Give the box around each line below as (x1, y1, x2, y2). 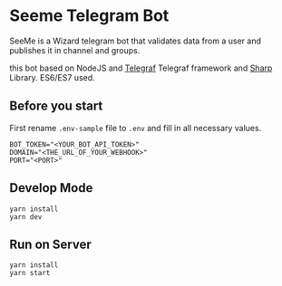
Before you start (9, 99, 103, 114)
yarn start (9, 269, 51, 278)
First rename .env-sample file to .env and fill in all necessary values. (9, 122, 262, 133)
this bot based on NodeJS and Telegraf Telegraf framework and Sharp (9, 62, 273, 73)
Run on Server (9, 236, 92, 252)
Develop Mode (9, 180, 93, 195)
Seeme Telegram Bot (9, 5, 170, 26)
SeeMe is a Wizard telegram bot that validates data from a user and (9, 35, 261, 46)
